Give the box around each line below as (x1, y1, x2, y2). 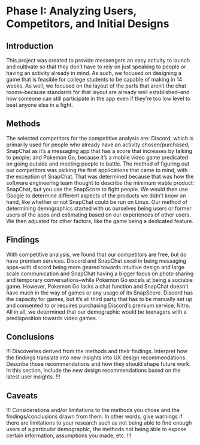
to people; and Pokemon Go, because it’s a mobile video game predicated (6, 154, 189, 161)
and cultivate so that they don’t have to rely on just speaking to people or (6, 63, 187, 70)
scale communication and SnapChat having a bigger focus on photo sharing (6, 270, 194, 277)
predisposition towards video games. (6, 314, 98, 321)
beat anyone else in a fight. (6, 101, 74, 109)
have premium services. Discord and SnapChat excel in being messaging (6, 257, 187, 264)
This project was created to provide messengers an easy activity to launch (6, 57, 190, 64)
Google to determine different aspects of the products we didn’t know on (6, 192, 186, 199)
